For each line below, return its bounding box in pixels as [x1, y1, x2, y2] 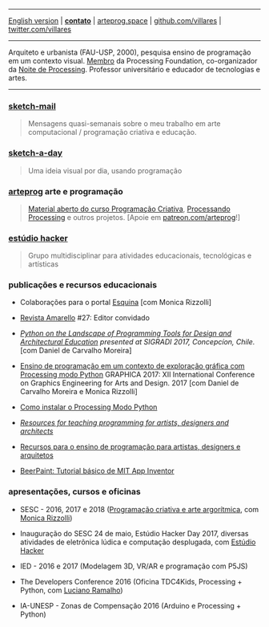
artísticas [27, 259, 58, 269]
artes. [8, 73, 28, 83]
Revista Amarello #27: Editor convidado [19, 313, 151, 323]
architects [19, 426, 54, 436]
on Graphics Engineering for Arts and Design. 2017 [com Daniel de [19, 378, 239, 388]
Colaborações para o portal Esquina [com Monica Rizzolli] [19, 298, 212, 307]
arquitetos [19, 450, 54, 460]
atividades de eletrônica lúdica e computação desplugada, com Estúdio [19, 537, 256, 547]
